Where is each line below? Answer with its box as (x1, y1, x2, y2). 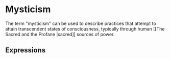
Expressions (5, 46, 46, 54)
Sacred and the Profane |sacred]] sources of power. (5, 31, 115, 37)
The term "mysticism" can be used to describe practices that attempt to (5, 20, 157, 26)
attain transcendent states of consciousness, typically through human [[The (5, 25, 165, 32)
